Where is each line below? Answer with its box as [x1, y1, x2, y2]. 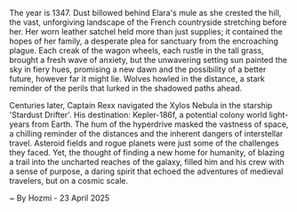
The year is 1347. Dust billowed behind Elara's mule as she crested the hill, [9, 8, 282, 18]
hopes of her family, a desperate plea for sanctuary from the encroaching [9, 35, 278, 46]
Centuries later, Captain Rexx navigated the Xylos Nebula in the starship [9, 100, 273, 110]
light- [269, 110, 289, 120]
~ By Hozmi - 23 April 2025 [9, 192, 110, 203]
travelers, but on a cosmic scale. [9, 176, 129, 185]
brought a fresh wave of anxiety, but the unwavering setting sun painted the [9, 55, 287, 65]
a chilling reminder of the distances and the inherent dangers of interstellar [9, 129, 284, 138]
